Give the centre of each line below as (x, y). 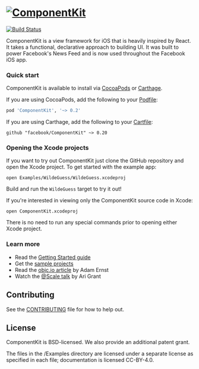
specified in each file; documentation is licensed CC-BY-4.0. (80, 360)
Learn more (23, 244)
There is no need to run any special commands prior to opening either (92, 223)
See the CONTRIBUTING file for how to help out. (65, 309)
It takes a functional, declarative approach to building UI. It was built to (93, 47)
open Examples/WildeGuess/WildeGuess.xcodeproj (66, 178)
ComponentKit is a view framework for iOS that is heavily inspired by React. (99, 40)
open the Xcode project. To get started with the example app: (81, 167)
